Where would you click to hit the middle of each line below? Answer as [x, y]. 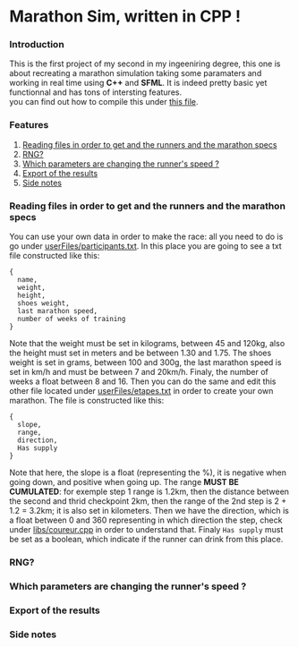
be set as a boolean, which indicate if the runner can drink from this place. [146, 540]
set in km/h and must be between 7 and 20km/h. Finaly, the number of [139, 372]
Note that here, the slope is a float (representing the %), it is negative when [148, 472]
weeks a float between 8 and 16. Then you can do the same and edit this [143, 381]
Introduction [37, 45]
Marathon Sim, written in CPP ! [125, 17]
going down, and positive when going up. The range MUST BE [124, 482]
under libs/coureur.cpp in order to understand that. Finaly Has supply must [146, 530]
